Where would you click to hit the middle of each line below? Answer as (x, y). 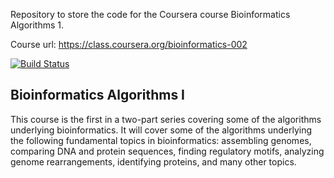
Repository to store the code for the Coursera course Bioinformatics (150, 14)
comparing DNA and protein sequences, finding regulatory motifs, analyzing (167, 151)
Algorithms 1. (37, 25)
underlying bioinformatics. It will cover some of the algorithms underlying (161, 130)
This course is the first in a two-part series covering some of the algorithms (166, 119)
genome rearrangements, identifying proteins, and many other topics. (153, 161)
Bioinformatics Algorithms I (98, 95)
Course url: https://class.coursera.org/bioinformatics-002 (129, 44)
